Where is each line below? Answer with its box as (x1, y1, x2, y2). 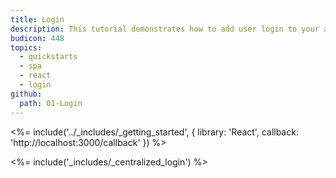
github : (10, 89, 43, 99)
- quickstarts (19, 52, 78, 62)
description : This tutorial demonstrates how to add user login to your (10, 24, 320, 34)
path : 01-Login (19, 98, 83, 108)
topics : (10, 42, 43, 53)
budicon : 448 (10, 33, 65, 43)
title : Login (10, 14, 65, 25)
